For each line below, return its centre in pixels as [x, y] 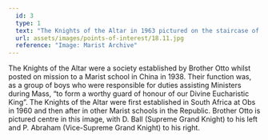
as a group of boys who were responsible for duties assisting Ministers [125, 86]
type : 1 [28, 23]
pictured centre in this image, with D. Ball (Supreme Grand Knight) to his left [133, 119]
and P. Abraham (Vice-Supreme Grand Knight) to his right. [104, 128]
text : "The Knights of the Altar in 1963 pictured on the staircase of [138, 30]
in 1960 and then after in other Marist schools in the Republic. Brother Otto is [134, 111]
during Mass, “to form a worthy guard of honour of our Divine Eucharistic [129, 94]
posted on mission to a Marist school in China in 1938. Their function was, [130, 77]
